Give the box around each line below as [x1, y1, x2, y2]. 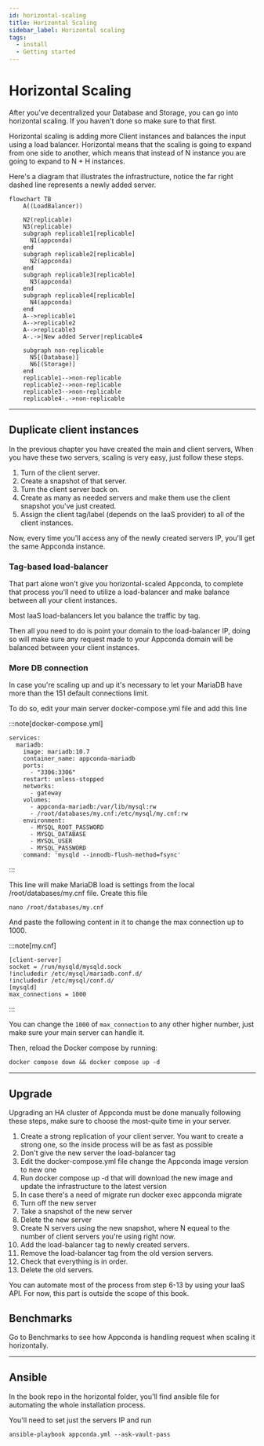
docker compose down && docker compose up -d [9, 1059, 160, 1066]
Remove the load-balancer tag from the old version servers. [20, 1249, 214, 1258]
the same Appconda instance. [9, 541, 106, 551]
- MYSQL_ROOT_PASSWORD [29, 824, 104, 831]
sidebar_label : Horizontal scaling [9, 26, 125, 34]
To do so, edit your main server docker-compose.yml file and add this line [9, 704, 248, 714]
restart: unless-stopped [23, 776, 104, 784]
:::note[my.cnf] [9, 941, 57, 951]
